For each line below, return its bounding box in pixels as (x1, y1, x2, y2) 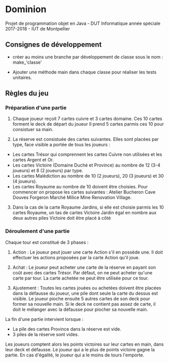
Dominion (5, 4, 47, 15)
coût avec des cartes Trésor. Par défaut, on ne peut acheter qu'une (12, 269, 153, 275)
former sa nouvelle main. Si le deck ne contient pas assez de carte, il (12, 301, 156, 307)
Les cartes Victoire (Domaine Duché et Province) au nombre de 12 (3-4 (12, 162, 160, 168)
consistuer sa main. (12, 127, 53, 133)
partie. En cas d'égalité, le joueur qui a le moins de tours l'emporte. (5, 352, 145, 358)
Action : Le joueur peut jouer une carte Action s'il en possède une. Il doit (12, 249, 163, 255)
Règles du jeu (5, 89, 49, 98)
